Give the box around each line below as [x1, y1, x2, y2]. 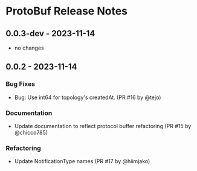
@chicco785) [14, 129, 48, 136]
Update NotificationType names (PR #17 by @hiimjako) [14, 158, 150, 165]
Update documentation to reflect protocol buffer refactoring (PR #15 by [14, 122, 192, 129]
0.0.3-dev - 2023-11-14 [5, 28, 95, 39]
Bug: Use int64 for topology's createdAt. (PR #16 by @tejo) [14, 94, 161, 101]
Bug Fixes [5, 80, 36, 88]
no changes [14, 44, 44, 51]
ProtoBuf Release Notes [5, 4, 128, 18]
